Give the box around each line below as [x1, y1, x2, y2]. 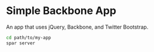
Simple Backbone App [6, 4, 116, 18]
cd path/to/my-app [6, 34, 51, 40]
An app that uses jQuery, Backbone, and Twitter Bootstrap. [6, 23, 149, 30]
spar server [6, 40, 35, 46]
